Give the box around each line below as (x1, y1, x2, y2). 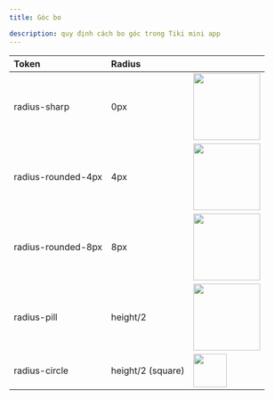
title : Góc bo (9, 12, 62, 22)
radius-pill (13, 311, 58, 323)
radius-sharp (13, 100, 69, 112)
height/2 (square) (110, 364, 185, 377)
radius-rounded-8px (13, 240, 103, 253)
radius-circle (13, 364, 69, 377)
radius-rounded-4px (13, 170, 103, 183)
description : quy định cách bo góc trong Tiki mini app (9, 28, 221, 38)
